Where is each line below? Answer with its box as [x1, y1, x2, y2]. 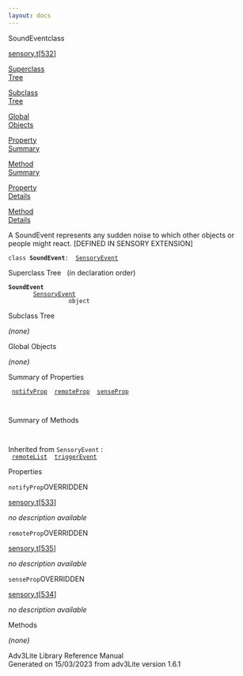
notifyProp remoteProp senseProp [11, 387, 129, 396]
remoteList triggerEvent [11, 453, 97, 461]
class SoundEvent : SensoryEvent [8, 254, 119, 262]
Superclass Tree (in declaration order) [8, 268, 136, 277]
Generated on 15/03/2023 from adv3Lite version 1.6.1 [8, 659, 181, 669]
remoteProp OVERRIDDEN [8, 528, 89, 537]
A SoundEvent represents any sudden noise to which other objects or [8, 230, 235, 240]
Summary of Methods [8, 415, 79, 424]
